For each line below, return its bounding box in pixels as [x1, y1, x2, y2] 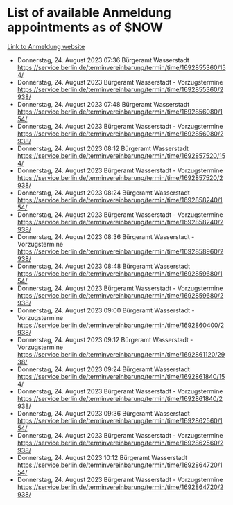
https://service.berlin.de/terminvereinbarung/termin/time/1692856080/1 [17, 107, 223, 116]
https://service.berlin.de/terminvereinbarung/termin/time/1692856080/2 [17, 130, 224, 138]
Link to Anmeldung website [7, 42, 85, 51]
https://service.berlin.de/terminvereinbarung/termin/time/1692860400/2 [17, 321, 224, 329]
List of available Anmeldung [7, 5, 171, 21]
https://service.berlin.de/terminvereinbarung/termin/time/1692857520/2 [17, 173, 223, 181]
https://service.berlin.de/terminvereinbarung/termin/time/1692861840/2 [17, 394, 223, 402]
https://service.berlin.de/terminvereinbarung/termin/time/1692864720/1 [17, 461, 223, 469]
